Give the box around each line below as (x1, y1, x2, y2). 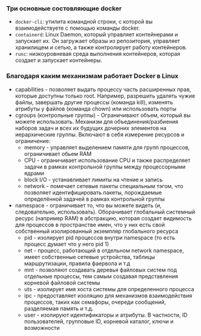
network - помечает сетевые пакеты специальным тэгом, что (24, 182, 183, 189)
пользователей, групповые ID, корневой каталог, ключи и (24, 317, 174, 325)
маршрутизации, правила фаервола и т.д (24, 260, 131, 267)
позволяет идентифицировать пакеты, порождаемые (24, 189, 162, 196)
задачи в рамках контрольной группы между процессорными (24, 163, 186, 170)
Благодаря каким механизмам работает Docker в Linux (6, 72, 179, 80)
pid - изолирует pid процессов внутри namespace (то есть (24, 234, 176, 241)
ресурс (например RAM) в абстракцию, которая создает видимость (15, 214, 192, 222)
